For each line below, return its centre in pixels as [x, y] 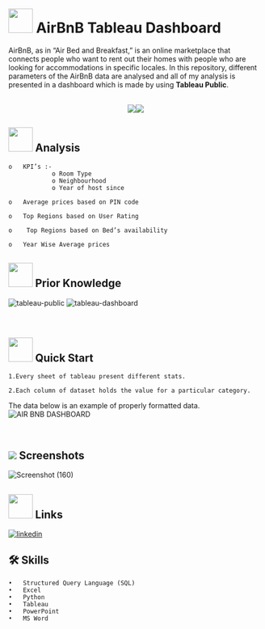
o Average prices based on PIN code [74, 202]
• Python [27, 597]
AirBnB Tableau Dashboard [128, 28]
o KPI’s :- [30, 167]
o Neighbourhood [79, 181]
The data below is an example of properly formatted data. [104, 406]
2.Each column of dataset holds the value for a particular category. [130, 391]
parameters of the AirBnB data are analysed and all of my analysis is [122, 76]
